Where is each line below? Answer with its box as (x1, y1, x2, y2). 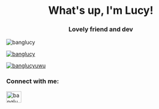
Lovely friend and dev (68, 25, 133, 34)
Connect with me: (6, 77, 59, 86)
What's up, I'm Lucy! (48, 4, 154, 17)
